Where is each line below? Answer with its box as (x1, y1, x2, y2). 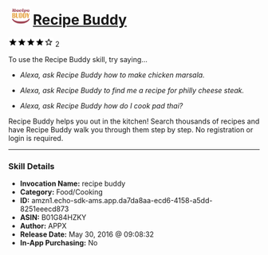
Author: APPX (19, 222, 67, 231)
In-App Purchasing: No (19, 238, 98, 248)
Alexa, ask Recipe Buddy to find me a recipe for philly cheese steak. (19, 85, 245, 95)
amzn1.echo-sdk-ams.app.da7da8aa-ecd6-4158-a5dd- (31, 196, 213, 206)
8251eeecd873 (19, 204, 69, 214)
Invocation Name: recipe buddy (19, 178, 126, 189)
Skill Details (8, 160, 55, 171)
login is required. (8, 133, 64, 143)
